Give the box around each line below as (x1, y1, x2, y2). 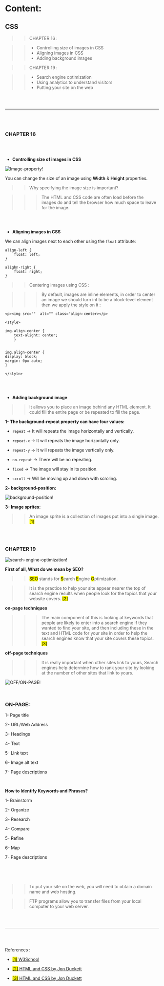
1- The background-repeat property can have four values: (5, 419, 125, 425)
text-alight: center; (14, 333, 58, 338)
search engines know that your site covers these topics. (41, 635, 154, 641)
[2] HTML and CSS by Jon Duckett (12, 965, 82, 971)
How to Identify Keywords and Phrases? (5, 788, 88, 794)
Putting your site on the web (36, 85, 94, 90)
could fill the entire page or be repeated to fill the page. (29, 409, 141, 415)
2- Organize (5, 807, 29, 812)
